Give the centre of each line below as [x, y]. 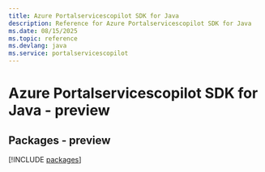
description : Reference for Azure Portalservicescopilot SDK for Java [130, 23]
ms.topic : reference [43, 38]
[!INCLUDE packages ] [45, 159]
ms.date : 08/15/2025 [43, 31]
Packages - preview [60, 140]
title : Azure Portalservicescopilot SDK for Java [94, 16]
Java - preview [60, 111]
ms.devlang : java [38, 46]
